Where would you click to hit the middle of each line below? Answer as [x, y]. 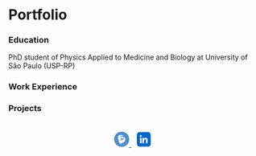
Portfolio [38, 15]
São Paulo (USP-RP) [42, 66]
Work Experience [43, 87]
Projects [25, 109]
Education [29, 40]
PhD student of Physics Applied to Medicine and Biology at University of [128, 57]
